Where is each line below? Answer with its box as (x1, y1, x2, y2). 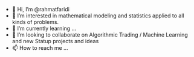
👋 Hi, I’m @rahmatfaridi (11, 6, 70, 13)
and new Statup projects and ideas (11, 38, 99, 44)
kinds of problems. (11, 19, 59, 25)
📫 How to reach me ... (11, 44, 68, 51)
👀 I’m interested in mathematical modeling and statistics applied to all (11, 12, 184, 19)
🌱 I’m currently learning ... (11, 25, 77, 32)
